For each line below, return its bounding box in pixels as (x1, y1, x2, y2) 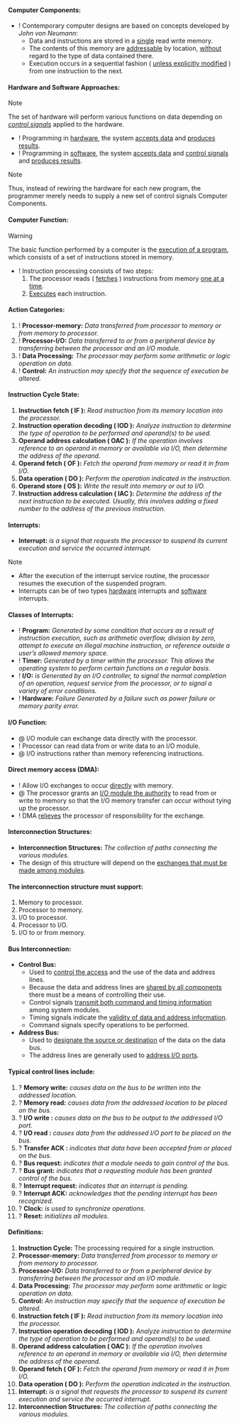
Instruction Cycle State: (8, 390, 80, 399)
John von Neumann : (18, 29, 79, 38)
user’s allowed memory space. (18, 649, 109, 658)
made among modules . (18, 866, 86, 874)
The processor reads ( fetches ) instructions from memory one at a (28, 274, 225, 282)
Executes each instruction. (28, 289, 107, 298)
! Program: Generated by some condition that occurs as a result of (18, 626, 214, 635)
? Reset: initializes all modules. (18, 1211, 109, 1220)
